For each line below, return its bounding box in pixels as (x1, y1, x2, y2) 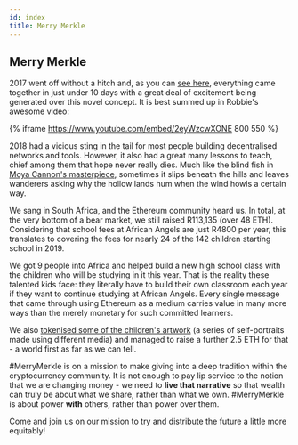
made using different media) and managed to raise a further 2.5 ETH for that (9, 335, 289, 345)
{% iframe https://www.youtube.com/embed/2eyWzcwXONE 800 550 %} (9, 124, 278, 134)
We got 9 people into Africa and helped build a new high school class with (9, 260, 281, 271)
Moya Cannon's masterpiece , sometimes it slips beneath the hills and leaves (9, 169, 289, 180)
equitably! (9, 425, 46, 436)
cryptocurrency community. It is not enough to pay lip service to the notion (9, 370, 284, 381)
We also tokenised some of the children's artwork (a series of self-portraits (9, 325, 285, 336)
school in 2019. (9, 243, 65, 254)
